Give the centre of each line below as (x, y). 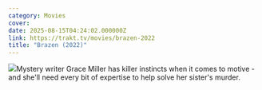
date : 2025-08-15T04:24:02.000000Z (67, 30)
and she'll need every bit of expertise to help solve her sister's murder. (125, 77)
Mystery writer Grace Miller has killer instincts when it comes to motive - (136, 69)
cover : (19, 23)
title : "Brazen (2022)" (48, 45)
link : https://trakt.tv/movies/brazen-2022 (82, 38)
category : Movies (37, 16)
